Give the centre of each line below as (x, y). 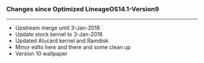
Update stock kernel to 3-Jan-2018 (59, 35)
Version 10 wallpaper (41, 54)
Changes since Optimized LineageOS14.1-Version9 (83, 9)
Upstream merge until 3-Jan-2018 (57, 28)
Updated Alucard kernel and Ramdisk (62, 41)
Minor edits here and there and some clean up (73, 47)
